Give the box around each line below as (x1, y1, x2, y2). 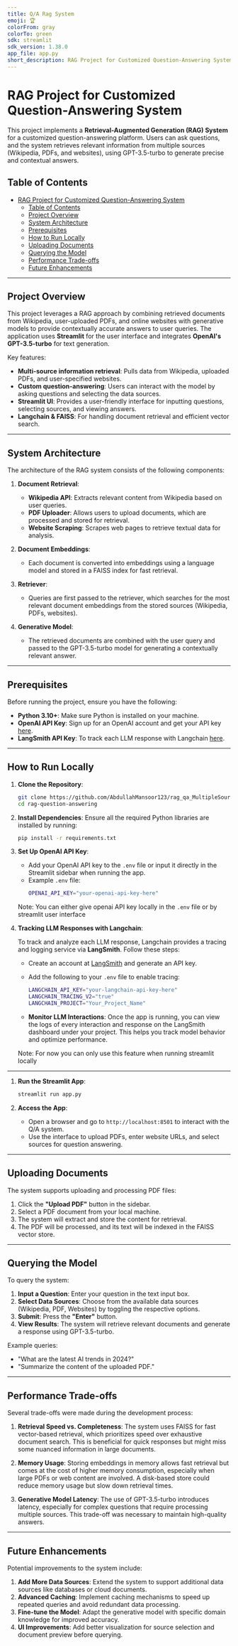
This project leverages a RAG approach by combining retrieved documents (7, 310, 225, 318)
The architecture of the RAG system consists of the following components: (7, 466, 225, 474)
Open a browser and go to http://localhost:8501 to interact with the (28, 1117, 229, 1126)
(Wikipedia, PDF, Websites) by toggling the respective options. (17, 1304, 200, 1314)
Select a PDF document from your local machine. (17, 1207, 161, 1216)
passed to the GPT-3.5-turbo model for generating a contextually (28, 644, 218, 653)
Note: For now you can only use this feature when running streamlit (17, 1049, 215, 1057)
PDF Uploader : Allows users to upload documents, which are (28, 508, 207, 517)
